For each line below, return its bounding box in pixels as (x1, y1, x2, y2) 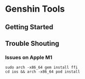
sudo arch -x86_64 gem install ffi (5, 65, 78, 70)
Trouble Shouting (5, 39, 59, 47)
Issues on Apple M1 (5, 54, 53, 60)
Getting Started (5, 23, 54, 31)
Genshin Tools (5, 3, 65, 15)
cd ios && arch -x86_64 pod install (5, 69, 80, 74)
